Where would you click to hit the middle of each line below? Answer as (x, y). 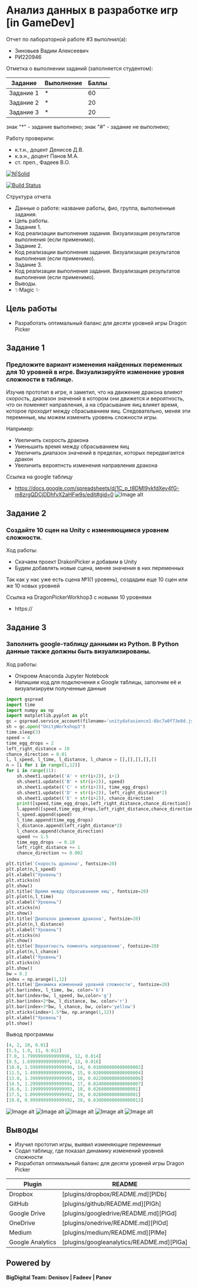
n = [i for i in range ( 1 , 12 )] (43, 765)
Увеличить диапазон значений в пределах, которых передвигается (99, 453)
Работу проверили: (30, 138)
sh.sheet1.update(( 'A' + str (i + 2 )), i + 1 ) (68, 776)
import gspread (25, 699)
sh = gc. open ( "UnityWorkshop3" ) (46, 727)
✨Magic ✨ (27, 290)
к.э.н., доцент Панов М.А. (47, 156)
